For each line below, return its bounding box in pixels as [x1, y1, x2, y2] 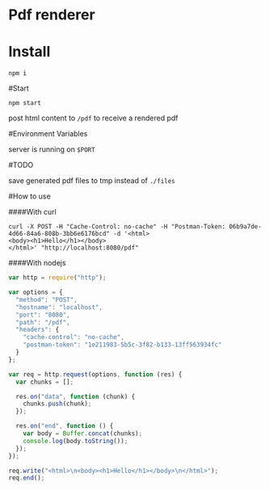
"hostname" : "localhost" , [15, 303, 103, 312]
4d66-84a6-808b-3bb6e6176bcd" [8, 230, 111, 238]
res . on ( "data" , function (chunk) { [15, 392, 136, 400]
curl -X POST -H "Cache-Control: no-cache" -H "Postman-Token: [8, 223, 226, 231]
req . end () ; [8, 474, 45, 482]
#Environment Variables [8, 129, 88, 139]
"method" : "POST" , [15, 295, 78, 304]
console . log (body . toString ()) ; [23, 437, 128, 445]
